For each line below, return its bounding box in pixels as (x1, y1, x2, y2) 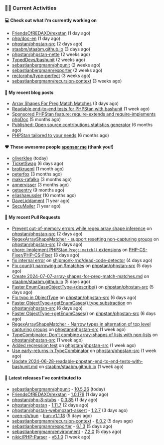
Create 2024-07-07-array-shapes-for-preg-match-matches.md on (11, 273, 150, 279)
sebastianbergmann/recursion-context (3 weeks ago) (11, 78, 122, 84)
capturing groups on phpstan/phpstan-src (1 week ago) (11, 326, 126, 332)
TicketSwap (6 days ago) (11, 160, 64, 166)
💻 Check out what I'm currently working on (4, 17, 97, 23)
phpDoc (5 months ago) (11, 116, 61, 122)
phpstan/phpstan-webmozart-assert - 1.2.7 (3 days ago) (11, 407, 128, 413)
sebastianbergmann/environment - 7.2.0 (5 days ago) (11, 428, 122, 434)
